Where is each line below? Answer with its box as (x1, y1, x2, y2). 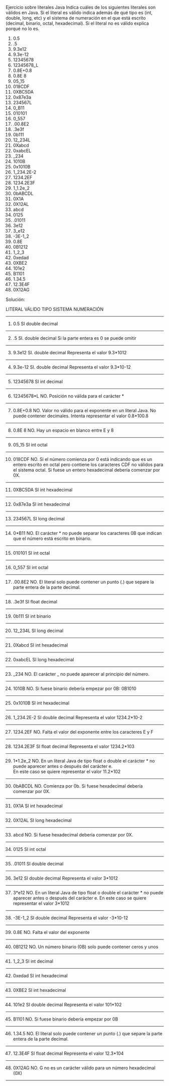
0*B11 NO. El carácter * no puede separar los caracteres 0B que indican (13, 530, 162, 536)
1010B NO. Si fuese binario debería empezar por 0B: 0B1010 (13, 685, 137, 691)
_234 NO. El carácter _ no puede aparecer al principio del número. (13, 671, 150, 677)
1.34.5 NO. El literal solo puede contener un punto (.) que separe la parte (13, 1031, 162, 1036)
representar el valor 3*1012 (13, 900, 70, 906)
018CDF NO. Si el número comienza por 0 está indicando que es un (13, 456, 152, 462)
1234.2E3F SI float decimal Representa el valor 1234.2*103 (13, 743, 135, 749)
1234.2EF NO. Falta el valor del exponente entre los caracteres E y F (13, 729, 153, 735)
